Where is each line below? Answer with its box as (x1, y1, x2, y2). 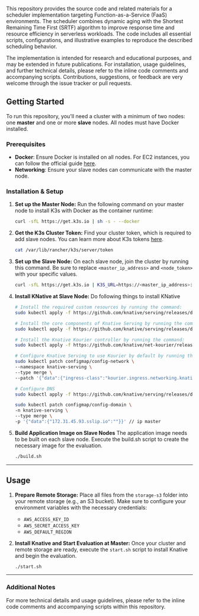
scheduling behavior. (6, 43, 57, 50)
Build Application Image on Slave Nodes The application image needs (14, 429, 188, 436)
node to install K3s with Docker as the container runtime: (14, 207, 154, 214)
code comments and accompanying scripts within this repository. (6, 603, 166, 610)
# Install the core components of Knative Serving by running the (14, 320, 182, 326)
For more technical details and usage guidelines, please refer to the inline (6, 596, 185, 604)
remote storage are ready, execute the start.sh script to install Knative (14, 546, 188, 553)
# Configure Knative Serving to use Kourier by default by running (14, 353, 185, 359)
